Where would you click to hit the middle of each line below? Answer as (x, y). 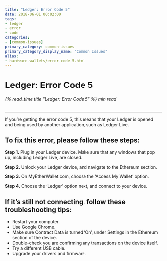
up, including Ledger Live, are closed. (44, 158)
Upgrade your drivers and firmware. (49, 254)
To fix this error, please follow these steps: (73, 140)
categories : (17, 38)
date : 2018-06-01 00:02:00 (33, 14)
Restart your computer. (36, 222)
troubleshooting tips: (39, 210)
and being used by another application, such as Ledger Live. (67, 124)
